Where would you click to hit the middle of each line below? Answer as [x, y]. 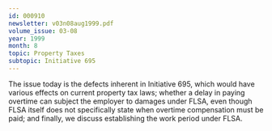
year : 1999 [27, 38]
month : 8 [23, 46]
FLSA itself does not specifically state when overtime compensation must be [136, 109]
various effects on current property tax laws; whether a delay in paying [127, 92]
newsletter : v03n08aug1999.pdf [61, 23]
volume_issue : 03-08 [43, 31]
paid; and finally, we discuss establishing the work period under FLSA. [125, 118]
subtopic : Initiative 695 [52, 61]
